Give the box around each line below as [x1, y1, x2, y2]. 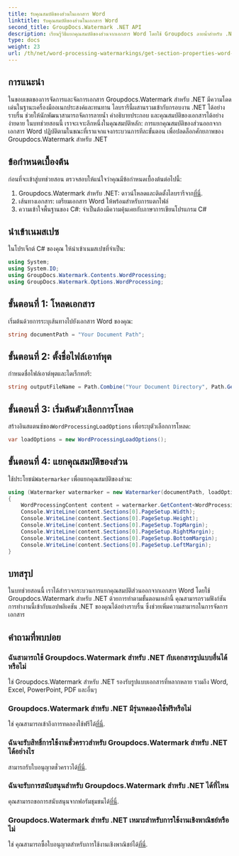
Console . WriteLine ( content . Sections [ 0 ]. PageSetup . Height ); [21, 515, 199, 522]
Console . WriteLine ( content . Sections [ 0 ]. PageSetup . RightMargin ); [21, 528, 215, 535]
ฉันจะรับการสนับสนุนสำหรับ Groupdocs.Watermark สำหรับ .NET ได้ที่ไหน [8, 781, 229, 791]
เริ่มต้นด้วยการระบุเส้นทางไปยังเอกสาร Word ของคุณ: [8, 317, 133, 325]
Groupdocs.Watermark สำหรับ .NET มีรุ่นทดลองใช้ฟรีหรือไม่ [8, 703, 191, 713]
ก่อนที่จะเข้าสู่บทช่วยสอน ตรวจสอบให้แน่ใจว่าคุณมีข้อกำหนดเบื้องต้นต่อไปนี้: [8, 174, 182, 183]
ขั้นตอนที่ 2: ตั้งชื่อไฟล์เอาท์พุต [8, 350, 112, 362]
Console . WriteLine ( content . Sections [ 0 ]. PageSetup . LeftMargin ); [21, 541, 212, 548]
